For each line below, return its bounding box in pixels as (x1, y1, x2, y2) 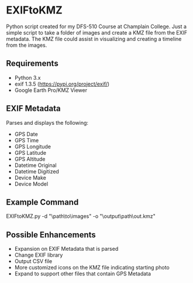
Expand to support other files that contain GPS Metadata (14, 270, 151, 277)
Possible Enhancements (6, 230, 96, 240)
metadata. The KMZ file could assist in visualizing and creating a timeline (6, 35, 182, 42)
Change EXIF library (14, 251, 63, 258)
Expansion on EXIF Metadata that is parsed (14, 246, 119, 253)
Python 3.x (14, 74, 41, 81)
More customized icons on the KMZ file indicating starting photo (14, 264, 170, 271)
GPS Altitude (14, 155, 46, 162)
